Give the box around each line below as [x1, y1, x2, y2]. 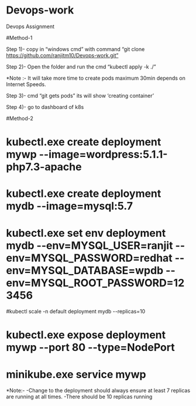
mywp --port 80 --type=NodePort [6, 341, 175, 354]
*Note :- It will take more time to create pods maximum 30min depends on [6, 74, 186, 81]
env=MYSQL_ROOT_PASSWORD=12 [6, 276, 185, 289]
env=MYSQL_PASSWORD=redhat [6, 251, 173, 264]
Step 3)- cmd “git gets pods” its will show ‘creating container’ [6, 92, 154, 99]
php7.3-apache [6, 161, 82, 173]
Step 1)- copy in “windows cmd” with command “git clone [6, 45, 145, 53]
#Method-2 [6, 115, 34, 122]
